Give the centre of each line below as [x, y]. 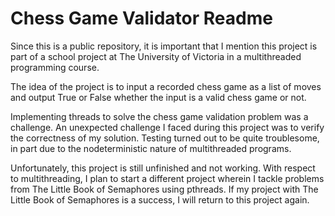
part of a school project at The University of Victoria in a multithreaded [156, 56]
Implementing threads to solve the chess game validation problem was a [159, 116]
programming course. [55, 67]
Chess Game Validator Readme [141, 18]
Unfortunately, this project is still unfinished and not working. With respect [163, 168]
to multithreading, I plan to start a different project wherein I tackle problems [167, 178]
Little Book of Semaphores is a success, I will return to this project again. [160, 199]
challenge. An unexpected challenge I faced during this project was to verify [167, 127]
